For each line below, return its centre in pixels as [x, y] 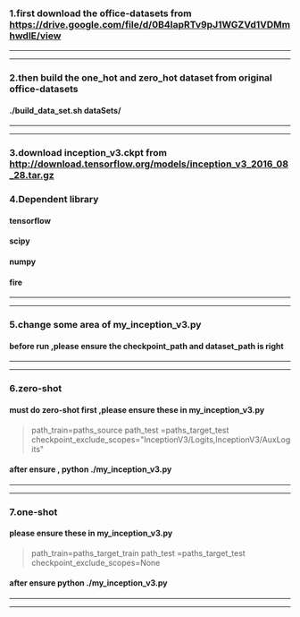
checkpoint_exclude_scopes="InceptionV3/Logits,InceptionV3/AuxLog [161, 439]
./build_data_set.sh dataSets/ [65, 110]
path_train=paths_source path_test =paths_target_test [130, 430]
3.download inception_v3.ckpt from [88, 153]
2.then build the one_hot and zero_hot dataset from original [141, 78]
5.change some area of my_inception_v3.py [105, 325]
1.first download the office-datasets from [100, 13]
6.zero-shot [36, 389]
